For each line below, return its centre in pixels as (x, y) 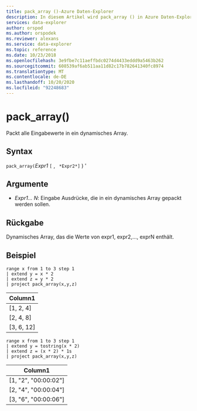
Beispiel (21, 255)
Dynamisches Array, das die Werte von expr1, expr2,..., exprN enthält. (90, 237)
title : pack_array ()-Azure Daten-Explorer (60, 11)
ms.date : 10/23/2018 (31, 55)
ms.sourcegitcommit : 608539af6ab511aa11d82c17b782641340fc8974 (85, 66)
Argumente (27, 184)
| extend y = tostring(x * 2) (43, 347)
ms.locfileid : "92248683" (38, 88)
